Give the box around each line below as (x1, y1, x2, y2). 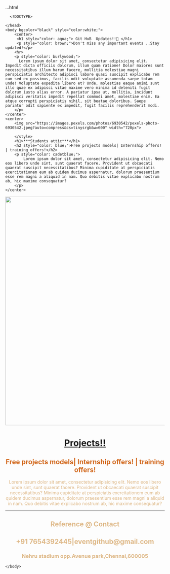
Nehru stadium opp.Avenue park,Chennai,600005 (22, 552, 148, 559)
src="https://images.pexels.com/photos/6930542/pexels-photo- (25, 121, 159, 126)
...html (5, 5, 19, 10)
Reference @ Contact (50, 520, 120, 529)
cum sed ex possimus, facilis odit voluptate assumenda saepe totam (5, 76, 153, 81)
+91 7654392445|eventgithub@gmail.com (16, 537, 154, 546)
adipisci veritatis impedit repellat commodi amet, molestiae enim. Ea (5, 94, 159, 99)
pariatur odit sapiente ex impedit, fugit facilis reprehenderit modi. (5, 103, 159, 108)
